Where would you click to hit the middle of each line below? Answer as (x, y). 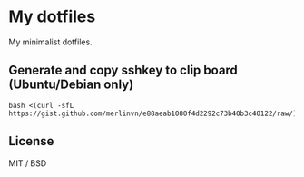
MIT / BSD (28, 163)
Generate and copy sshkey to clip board (123, 70)
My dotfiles (52, 17)
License (31, 141)
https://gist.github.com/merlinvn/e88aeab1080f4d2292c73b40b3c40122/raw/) (153, 113)
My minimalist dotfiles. (50, 42)
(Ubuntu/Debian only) (71, 85)
